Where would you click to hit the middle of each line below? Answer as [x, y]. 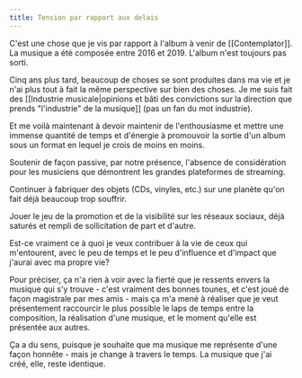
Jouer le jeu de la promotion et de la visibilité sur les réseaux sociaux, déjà [147, 215]
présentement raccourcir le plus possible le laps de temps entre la [132, 308]
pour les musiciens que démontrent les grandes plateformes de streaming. [147, 171]
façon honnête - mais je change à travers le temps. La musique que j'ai [141, 354]
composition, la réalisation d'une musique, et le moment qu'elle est [133, 317]
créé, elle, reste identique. [58, 364]
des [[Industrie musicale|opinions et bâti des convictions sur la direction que [151, 99]
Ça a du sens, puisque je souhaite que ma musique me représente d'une [143, 344]
